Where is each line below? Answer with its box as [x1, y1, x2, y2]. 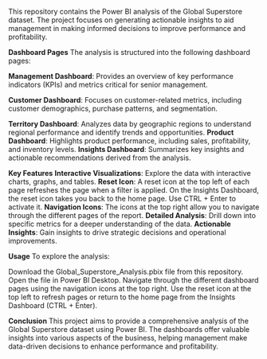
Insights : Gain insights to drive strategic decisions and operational [8, 228, 226, 237]
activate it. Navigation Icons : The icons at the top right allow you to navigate [8, 202, 260, 212]
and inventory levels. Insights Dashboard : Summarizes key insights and [8, 145, 245, 154]
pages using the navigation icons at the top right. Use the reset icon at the [8, 284, 252, 293]
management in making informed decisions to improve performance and [8, 24, 245, 33]
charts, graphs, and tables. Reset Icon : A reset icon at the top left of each [8, 177, 249, 186]
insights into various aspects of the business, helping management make [8, 334, 248, 342]
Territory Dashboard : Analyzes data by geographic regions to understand [8, 119, 252, 128]
